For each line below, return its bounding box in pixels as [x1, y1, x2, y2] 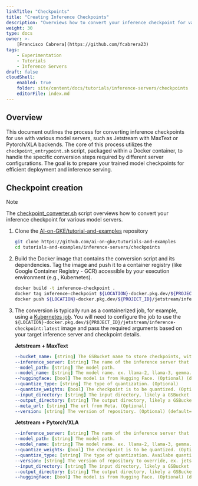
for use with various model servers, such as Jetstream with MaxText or [6, 134, 179, 141]
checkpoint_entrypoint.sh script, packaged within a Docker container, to [6, 147, 183, 154]
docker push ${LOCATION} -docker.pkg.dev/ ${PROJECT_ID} [14, 296, 153, 302]
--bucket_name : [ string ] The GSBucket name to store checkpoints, [14, 353, 181, 359]
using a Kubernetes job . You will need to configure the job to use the [14, 313, 181, 320]
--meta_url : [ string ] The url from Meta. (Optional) [14, 403, 147, 409]
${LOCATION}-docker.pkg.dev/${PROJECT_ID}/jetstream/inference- [14, 319, 176, 325]
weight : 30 [6, 25, 33, 31]
